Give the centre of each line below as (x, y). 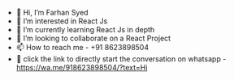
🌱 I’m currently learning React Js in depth (85, 29)
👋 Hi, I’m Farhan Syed (52, 13)
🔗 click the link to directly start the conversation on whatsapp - (121, 59)
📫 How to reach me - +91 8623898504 (82, 47)
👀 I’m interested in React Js (62, 21)
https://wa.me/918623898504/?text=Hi (82, 67)
